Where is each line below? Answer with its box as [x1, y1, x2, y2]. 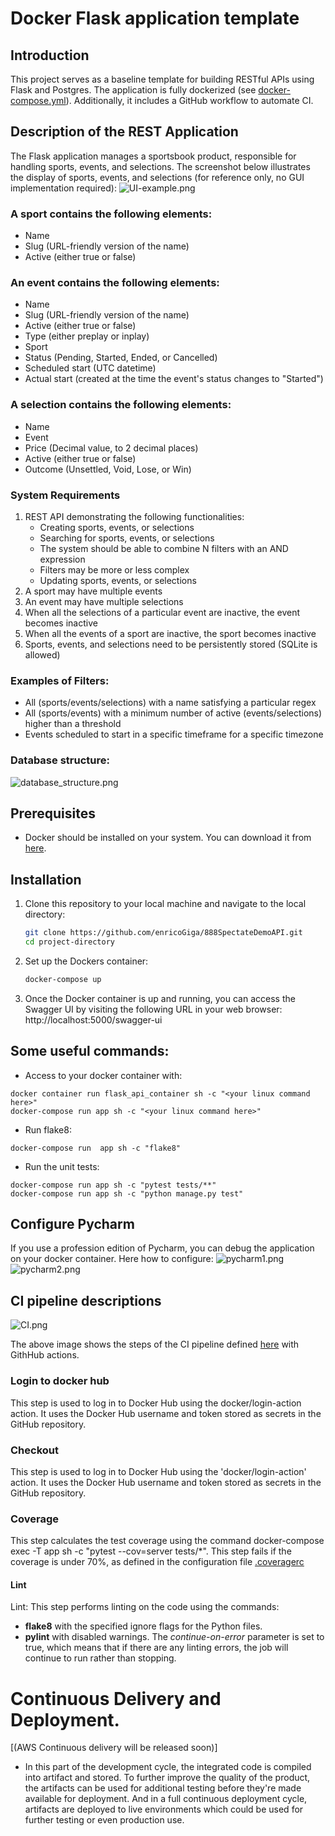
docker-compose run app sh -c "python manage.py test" [10, 1188, 244, 1199]
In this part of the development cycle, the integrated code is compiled [24, 1761, 312, 1773]
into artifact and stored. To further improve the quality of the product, [24, 1772, 311, 1784]
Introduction [10, 47, 90, 64]
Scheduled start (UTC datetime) [24, 362, 157, 374]
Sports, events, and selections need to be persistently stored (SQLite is [24, 638, 318, 650]
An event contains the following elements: [10, 276, 220, 290]
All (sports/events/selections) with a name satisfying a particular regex [24, 697, 317, 709]
